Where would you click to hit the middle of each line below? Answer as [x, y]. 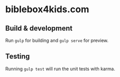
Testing [18, 56]
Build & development [39, 28]
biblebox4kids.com [47, 9]
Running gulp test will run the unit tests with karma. [60, 69]
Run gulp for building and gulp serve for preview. [57, 40]
